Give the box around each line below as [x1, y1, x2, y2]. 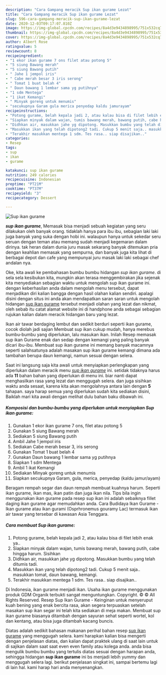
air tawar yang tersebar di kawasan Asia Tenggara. [5, 511, 109, 517]
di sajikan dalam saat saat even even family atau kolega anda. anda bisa [5, 643, 152, 649]
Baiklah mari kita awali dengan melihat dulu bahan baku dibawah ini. [5, 394, 144, 400]
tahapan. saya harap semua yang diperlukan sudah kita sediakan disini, [5, 388, 151, 394]
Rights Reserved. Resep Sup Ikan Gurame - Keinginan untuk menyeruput [5, 597, 153, 603]
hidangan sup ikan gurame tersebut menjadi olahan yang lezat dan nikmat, [5, 301, 157, 307]
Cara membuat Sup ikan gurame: [5, 522, 75, 528]
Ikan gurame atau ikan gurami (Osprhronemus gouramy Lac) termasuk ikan [5, 505, 158, 512]
